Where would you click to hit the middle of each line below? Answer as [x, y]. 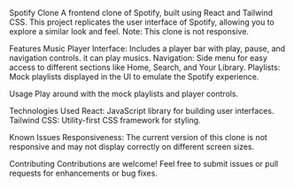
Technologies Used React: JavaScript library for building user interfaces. [142, 111]
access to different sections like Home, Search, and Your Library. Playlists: [145, 67]
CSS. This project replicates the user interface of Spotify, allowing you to [142, 22]
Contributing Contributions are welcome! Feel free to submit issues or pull [144, 164]
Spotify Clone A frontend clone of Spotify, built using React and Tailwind [141, 13]
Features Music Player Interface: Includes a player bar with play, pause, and [147, 49]
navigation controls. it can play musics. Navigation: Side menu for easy [139, 58]
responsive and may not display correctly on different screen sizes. [132, 146]
